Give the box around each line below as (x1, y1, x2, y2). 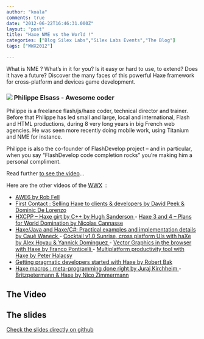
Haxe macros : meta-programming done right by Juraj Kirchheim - (15, 265, 181, 272)
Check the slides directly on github (6, 326, 94, 334)
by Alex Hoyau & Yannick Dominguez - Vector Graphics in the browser (15, 239, 192, 246)
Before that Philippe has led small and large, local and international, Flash (6, 114, 190, 121)
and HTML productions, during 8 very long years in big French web (6, 120, 175, 128)
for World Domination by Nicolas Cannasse (15, 219, 124, 227)
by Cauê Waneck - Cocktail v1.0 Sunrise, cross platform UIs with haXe (15, 233, 191, 240)
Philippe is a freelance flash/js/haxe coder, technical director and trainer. (6, 108, 189, 115)
